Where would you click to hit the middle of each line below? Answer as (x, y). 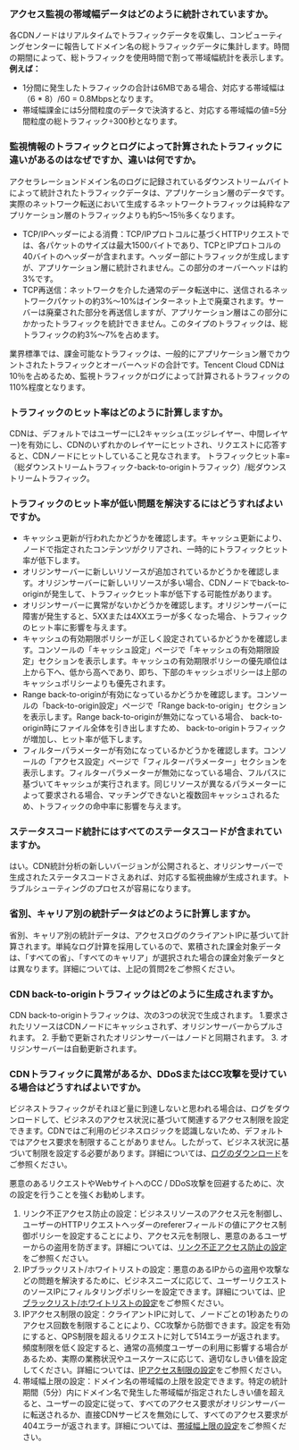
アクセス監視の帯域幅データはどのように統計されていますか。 (141, 13)
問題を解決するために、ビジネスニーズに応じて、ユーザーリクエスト (162, 1281)
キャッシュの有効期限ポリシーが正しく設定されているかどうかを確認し (151, 639)
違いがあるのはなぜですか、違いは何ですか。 (105, 160)
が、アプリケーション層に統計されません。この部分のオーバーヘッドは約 (155, 267)
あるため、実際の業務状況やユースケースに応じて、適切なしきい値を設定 (154, 1359)
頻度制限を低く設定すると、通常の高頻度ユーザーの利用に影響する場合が (155, 1348)
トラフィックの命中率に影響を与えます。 (112, 806)
